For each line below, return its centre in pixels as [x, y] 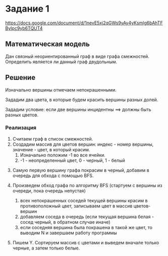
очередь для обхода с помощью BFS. [53, 176]
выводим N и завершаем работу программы [68, 233]
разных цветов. [22, 115]
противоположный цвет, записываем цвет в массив [76, 206]
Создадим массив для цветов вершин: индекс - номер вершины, [83, 144]
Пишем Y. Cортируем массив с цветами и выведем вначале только [86, 242]
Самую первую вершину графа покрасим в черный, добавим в [81, 170]
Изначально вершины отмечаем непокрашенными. [61, 90]
